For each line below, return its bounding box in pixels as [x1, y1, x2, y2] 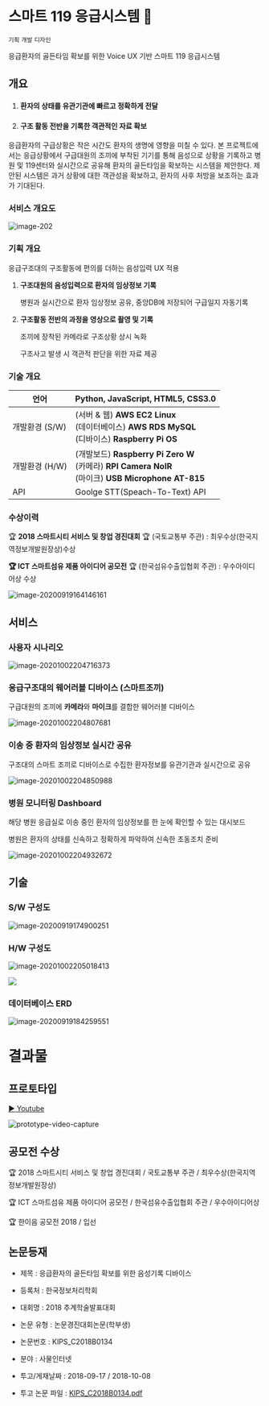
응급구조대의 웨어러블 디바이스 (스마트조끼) [8, 682, 165, 693]
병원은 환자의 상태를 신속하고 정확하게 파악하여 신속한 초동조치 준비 [8, 834, 218, 844]
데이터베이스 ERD [8, 997, 72, 1009]
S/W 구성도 [8, 902, 51, 913]
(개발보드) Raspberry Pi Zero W [75, 449, 195, 460]
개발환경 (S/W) [12, 421, 67, 433]
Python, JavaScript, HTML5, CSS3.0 [75, 393, 217, 404]
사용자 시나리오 [8, 641, 64, 653]
